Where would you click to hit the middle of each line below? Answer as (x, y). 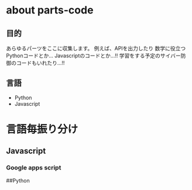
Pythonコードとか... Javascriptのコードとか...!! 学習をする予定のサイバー (94, 56)
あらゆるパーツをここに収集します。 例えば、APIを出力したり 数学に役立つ (96, 48)
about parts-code (50, 10)
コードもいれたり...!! (40, 63)
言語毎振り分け (42, 129)
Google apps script (34, 168)
